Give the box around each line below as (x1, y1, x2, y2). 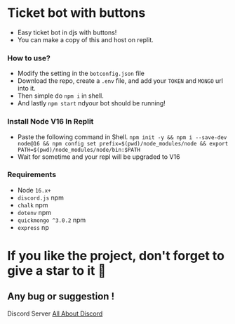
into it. (17, 84, 36, 93)
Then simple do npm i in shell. (17, 91, 104, 100)
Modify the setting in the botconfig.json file (17, 69, 145, 78)
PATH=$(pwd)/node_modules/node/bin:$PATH (17, 146, 140, 153)
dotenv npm (17, 208, 51, 216)
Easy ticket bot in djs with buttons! (17, 28, 117, 37)
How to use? (7, 53, 51, 63)
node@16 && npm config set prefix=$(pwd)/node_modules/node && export (17, 140, 229, 147)
